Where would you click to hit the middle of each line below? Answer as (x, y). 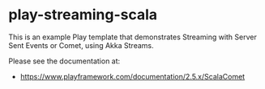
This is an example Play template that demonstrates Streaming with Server (132, 37)
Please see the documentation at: (64, 61)
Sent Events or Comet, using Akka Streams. (81, 45)
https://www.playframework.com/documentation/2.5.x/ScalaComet (132, 76)
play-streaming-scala (83, 15)
